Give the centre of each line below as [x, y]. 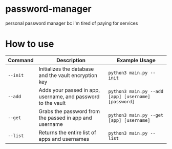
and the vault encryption [68, 75]
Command [21, 60]
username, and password [69, 97]
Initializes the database [66, 69]
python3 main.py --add [136, 91]
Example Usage [136, 60]
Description [71, 60]
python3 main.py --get [136, 115]
